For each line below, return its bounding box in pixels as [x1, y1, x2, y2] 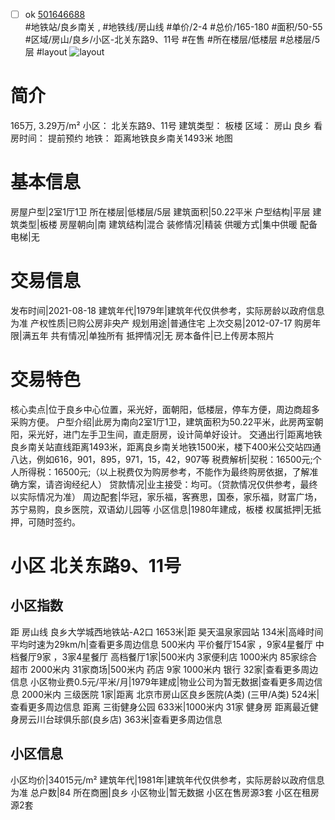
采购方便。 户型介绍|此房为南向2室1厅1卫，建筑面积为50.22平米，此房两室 [10, 415, 315, 428]
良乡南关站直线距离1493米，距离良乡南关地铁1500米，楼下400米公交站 [10, 440, 304, 453]
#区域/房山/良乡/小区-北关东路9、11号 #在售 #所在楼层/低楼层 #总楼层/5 [24, 34, 321, 46]
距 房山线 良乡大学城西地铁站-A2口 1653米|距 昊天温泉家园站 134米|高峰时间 [10, 625, 324, 638]
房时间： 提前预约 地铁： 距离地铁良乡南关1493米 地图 [10, 132, 233, 144]
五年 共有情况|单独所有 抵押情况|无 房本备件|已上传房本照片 [30, 329, 275, 341]
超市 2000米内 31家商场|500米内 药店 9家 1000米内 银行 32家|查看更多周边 [10, 663, 319, 675]
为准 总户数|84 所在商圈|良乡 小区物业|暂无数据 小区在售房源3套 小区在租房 [10, 786, 320, 798]
